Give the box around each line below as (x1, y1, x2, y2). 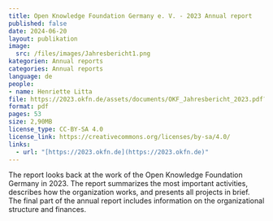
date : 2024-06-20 (8, 27, 67, 35)
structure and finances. (8, 205, 87, 214)
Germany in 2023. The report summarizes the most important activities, (8, 179, 248, 188)
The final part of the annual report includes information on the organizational (8, 196, 265, 206)
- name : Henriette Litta (8, 87, 93, 96)
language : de (8, 72, 53, 80)
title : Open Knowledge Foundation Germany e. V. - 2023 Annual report (8, 11, 253, 20)
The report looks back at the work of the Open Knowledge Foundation (8, 170, 243, 180)
